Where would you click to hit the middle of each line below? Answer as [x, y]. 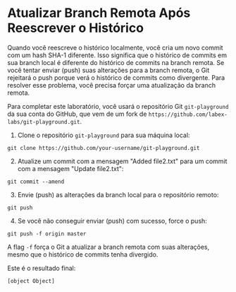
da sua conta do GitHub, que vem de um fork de [77, 114]
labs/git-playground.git [44, 122]
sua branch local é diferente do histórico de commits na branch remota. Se [116, 62]
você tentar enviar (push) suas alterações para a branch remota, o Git [108, 70]
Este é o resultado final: [42, 268]
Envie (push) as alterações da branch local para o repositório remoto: [118, 194]
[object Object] [31, 281]
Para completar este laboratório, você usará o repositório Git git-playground [118, 106]
